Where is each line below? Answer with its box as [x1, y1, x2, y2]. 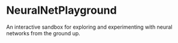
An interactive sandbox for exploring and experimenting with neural [6, 23, 173, 30]
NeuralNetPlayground [6, 4, 117, 17]
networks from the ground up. [6, 29, 81, 36]
